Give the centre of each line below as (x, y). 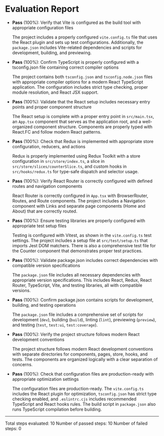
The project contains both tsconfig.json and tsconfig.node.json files (82, 77)
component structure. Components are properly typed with (93, 127)
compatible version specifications (46, 265)
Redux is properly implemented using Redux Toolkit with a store (76, 156)
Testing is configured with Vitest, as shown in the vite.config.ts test (82, 235)
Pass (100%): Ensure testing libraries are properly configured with (79, 220)
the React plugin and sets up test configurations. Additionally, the (78, 42)
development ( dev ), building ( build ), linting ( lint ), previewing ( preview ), (84, 319)
